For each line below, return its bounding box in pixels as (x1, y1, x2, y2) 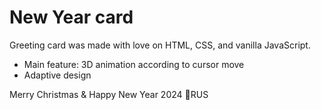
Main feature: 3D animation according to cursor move (23, 58, 245, 70)
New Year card (9, 6, 134, 29)
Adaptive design (23, 69, 92, 81)
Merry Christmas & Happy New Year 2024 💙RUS (9, 88, 209, 100)
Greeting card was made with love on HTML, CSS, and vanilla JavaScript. (9, 39, 311, 51)
